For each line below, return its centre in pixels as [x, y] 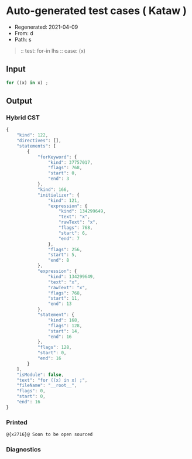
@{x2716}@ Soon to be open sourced [49, 434]
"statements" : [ [37, 146]
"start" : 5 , [62, 255]
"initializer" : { [59, 195]
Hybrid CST [23, 117]
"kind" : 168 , [64, 320]
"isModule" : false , [40, 375]
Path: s [23, 39]
